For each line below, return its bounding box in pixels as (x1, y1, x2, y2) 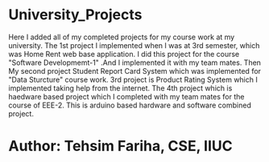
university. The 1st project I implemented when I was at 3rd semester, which (8, 40, 260, 50)
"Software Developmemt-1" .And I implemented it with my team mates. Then (8, 58, 262, 67)
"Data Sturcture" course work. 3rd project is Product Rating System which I (8, 75, 258, 84)
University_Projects (8, 6, 143, 24)
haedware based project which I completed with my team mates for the (8, 91, 245, 101)
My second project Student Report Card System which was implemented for (8, 66, 262, 75)
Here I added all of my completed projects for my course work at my (8, 32, 235, 42)
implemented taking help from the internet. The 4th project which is (8, 83, 233, 93)
